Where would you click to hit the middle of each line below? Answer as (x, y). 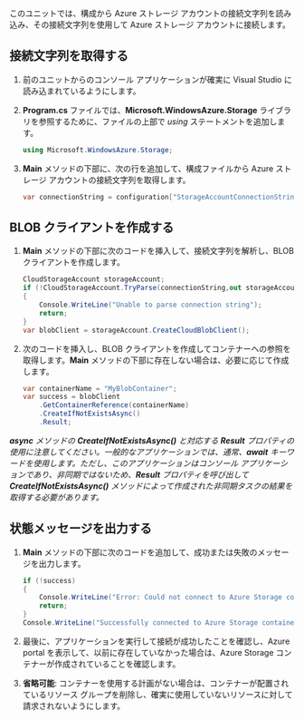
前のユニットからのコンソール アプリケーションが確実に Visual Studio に (157, 79)
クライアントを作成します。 (73, 262)
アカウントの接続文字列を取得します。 (120, 180)
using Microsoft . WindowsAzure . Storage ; (98, 150)
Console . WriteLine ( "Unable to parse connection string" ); (151, 305)
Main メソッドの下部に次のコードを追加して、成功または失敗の (140, 552)
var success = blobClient (71, 397)
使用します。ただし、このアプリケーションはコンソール (136, 463)
